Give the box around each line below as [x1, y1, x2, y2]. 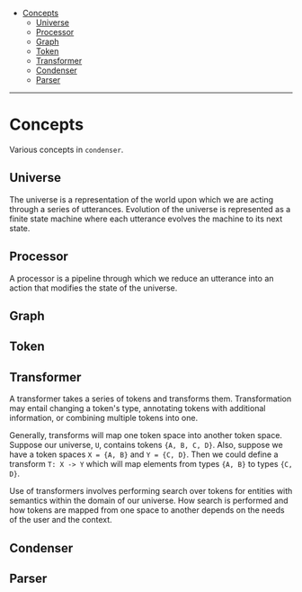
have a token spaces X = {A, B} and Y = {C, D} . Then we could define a [9, 449, 279, 460]
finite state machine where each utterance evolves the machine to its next [9, 213, 283, 224]
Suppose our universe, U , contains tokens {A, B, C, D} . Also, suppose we [9, 440, 283, 451]
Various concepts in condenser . [9, 144, 124, 155]
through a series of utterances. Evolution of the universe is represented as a [9, 203, 291, 214]
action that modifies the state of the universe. [9, 283, 178, 293]
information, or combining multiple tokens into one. [9, 413, 199, 424]
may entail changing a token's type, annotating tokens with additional [9, 403, 266, 414]
